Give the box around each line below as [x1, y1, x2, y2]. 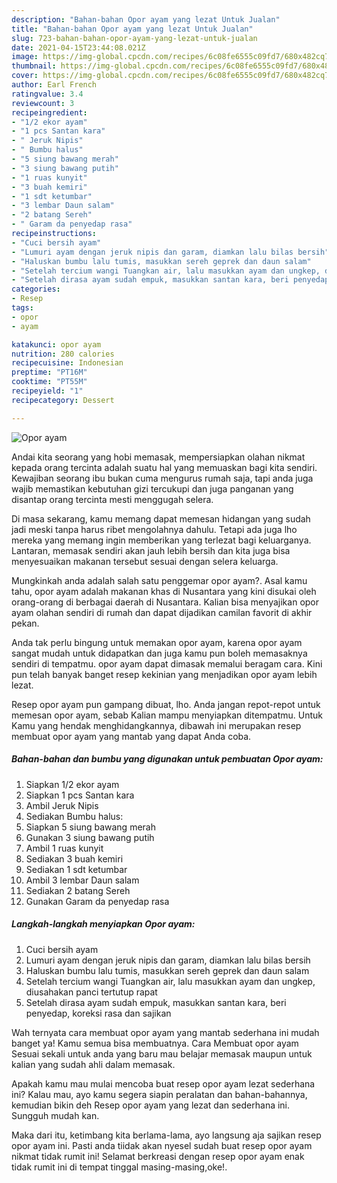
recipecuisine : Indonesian [11, 358, 124, 368]
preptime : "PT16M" [11, 367, 88, 378]
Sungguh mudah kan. [11, 1109, 100, 1121]
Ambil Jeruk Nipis [25, 799, 99, 811]
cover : [11, 71, 39, 81]
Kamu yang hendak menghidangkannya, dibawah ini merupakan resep [11, 719, 302, 731]
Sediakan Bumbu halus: [25, 810, 124, 822]
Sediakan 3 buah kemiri [25, 852, 124, 865]
